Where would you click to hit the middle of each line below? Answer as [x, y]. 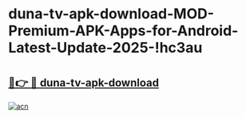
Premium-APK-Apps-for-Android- [123, 31]
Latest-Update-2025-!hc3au [105, 48]
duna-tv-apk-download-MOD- [111, 14]
